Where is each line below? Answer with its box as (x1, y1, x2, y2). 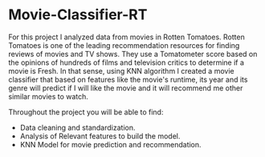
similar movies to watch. (8, 91, 88, 101)
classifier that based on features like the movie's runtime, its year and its (8, 74, 248, 84)
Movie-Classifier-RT (8, 6, 148, 24)
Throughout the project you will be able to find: (8, 107, 164, 117)
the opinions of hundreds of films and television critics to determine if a (8, 58, 245, 67)
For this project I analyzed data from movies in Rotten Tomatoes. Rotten (8, 32, 245, 42)
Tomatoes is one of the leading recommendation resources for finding (8, 40, 240, 50)
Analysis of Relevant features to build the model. (19, 131, 181, 141)
